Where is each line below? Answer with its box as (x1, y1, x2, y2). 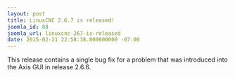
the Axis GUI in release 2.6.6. (7, 63, 91, 71)
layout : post (7, 10, 46, 17)
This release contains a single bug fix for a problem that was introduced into (7, 55, 228, 64)
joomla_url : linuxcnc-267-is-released (7, 29, 121, 37)
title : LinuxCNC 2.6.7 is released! (7, 17, 115, 24)
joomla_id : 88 (7, 23, 49, 30)
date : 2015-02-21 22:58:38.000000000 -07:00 (7, 36, 140, 43)
